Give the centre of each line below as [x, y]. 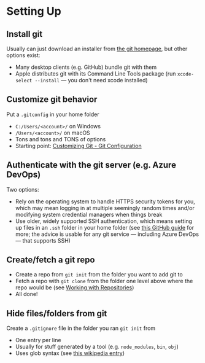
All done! [26, 294]
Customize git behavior [52, 100]
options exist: [23, 55]
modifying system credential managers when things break [89, 214]
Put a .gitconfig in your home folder [53, 114]
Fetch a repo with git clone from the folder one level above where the [104, 281]
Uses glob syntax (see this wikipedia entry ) [70, 353]
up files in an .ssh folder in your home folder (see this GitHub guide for [105, 227]
